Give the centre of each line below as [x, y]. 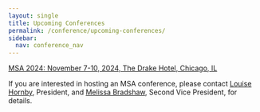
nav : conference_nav [49, 46]
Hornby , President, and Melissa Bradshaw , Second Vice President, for [123, 92]
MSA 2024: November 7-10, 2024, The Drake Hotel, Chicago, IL [113, 68]
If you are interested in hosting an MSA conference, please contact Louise [130, 84]
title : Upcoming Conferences [57, 23]
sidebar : [23, 38]
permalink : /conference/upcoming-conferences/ [87, 30]
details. [20, 101]
